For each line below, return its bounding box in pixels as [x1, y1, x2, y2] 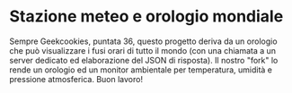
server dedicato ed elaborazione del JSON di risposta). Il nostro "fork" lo [9, 55, 279, 65]
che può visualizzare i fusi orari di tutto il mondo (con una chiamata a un [9, 45, 277, 55]
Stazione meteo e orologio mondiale [9, 6, 284, 27]
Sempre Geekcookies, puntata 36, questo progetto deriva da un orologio [9, 36, 278, 46]
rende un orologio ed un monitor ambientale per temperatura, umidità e [9, 64, 272, 75]
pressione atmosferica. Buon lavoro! [9, 73, 144, 84]
